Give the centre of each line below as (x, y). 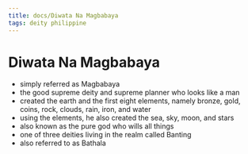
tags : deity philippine (48, 23)
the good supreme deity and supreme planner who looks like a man (130, 93)
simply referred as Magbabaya (70, 84)
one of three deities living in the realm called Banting (105, 135)
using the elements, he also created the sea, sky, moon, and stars (127, 118)
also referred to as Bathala (63, 143)
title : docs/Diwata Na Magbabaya (63, 15)
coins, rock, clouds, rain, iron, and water (85, 110)
